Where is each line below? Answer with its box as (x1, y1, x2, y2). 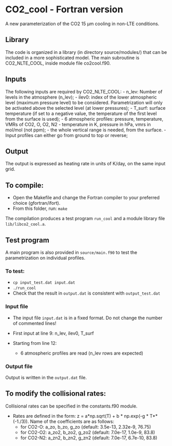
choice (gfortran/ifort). (12, 200, 61, 206)
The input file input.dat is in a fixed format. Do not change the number (12, 315, 163, 321)
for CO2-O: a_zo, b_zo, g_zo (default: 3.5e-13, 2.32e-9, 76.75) (20, 423, 151, 430)
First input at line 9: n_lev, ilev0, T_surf (12, 330, 94, 336)
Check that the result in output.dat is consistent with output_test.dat (12, 290, 161, 296)
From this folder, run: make (12, 205, 68, 211)
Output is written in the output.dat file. (5, 374, 87, 380)
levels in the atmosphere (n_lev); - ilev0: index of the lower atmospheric (5, 94, 157, 100)
